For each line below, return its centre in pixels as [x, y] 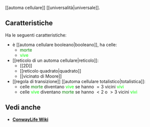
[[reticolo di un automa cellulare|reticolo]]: [55, 60]
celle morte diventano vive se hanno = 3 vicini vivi [72, 86]
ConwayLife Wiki [30, 119]
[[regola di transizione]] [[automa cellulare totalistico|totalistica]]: [79, 81]
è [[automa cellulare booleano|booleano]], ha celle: [65, 44]
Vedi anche [23, 107]
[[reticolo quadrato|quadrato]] [50, 71]
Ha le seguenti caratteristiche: [36, 35]
